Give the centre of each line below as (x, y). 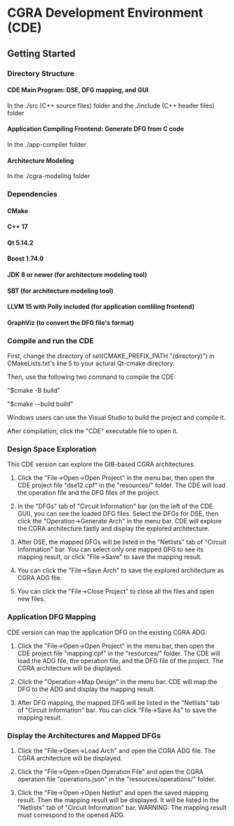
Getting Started (41, 53)
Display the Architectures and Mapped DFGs (84, 735)
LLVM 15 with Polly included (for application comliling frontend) (101, 307)
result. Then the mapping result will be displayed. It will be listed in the (118, 800)
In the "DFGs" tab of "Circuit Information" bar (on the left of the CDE (115, 506)
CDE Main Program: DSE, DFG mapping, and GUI (78, 90)
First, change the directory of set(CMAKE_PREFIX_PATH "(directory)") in (111, 356)
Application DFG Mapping (52, 617)
